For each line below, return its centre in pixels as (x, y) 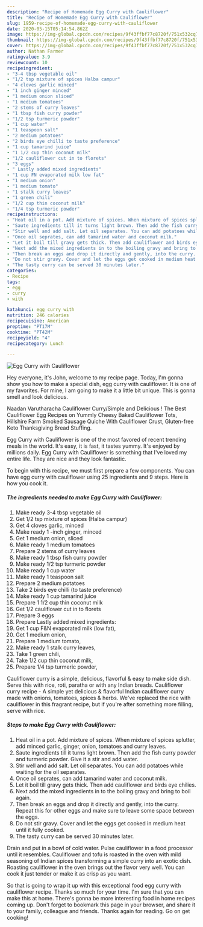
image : (15, 34)
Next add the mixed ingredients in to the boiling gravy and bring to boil (103, 791)
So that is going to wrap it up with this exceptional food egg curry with (94, 886)
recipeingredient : (30, 68)
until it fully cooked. (40, 830)
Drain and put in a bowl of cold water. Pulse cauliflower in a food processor (100, 848)
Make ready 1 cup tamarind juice (56, 596)
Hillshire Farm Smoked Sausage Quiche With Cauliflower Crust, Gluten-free (100, 422)
